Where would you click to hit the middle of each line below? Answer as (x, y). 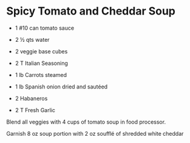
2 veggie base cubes (41, 51)
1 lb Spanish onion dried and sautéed (61, 87)
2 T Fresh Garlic (35, 110)
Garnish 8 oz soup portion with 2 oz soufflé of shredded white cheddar (95, 133)
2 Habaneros (31, 98)
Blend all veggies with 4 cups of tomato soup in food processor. (86, 122)
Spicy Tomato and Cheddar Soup (91, 11)
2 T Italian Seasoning (42, 63)
